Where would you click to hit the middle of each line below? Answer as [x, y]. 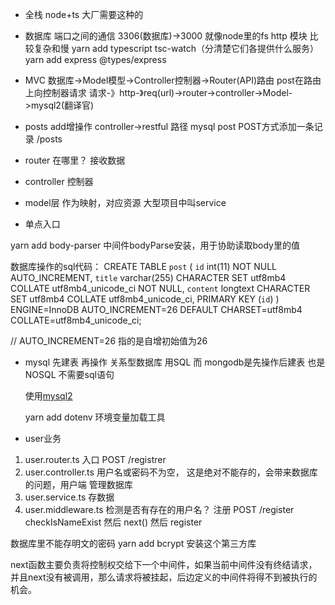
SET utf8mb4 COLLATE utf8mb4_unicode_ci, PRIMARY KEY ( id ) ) [145, 299]
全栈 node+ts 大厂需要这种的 [84, 14]
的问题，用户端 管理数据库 [78, 484]
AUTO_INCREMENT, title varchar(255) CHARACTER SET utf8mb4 [148, 277]
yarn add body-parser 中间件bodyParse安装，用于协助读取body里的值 [155, 245]
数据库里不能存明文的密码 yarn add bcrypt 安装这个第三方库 [133, 543]
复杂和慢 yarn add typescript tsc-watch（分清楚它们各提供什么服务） [176, 48]
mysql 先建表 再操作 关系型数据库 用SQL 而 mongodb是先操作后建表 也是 [175, 362]
